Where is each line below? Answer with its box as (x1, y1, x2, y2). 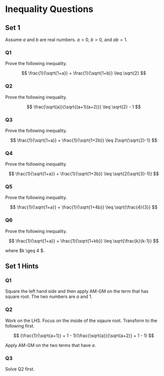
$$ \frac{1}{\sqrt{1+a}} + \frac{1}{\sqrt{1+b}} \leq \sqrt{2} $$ (21, 70, 146, 76)
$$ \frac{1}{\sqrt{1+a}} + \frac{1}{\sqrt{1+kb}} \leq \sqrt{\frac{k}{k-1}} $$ (8, 237, 159, 243)
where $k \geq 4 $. (5, 247, 45, 253)
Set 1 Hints (5, 262, 39, 270)
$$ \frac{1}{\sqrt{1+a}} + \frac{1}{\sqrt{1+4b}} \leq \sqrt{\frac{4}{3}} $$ (9, 204, 158, 210)
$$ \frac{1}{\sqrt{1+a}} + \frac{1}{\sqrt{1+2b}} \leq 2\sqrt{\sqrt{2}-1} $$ (10, 137, 158, 143)
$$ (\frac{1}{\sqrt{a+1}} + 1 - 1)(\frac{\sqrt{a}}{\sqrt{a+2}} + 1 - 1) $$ (13, 332, 155, 338)
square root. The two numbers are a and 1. (5, 293, 93, 299)
